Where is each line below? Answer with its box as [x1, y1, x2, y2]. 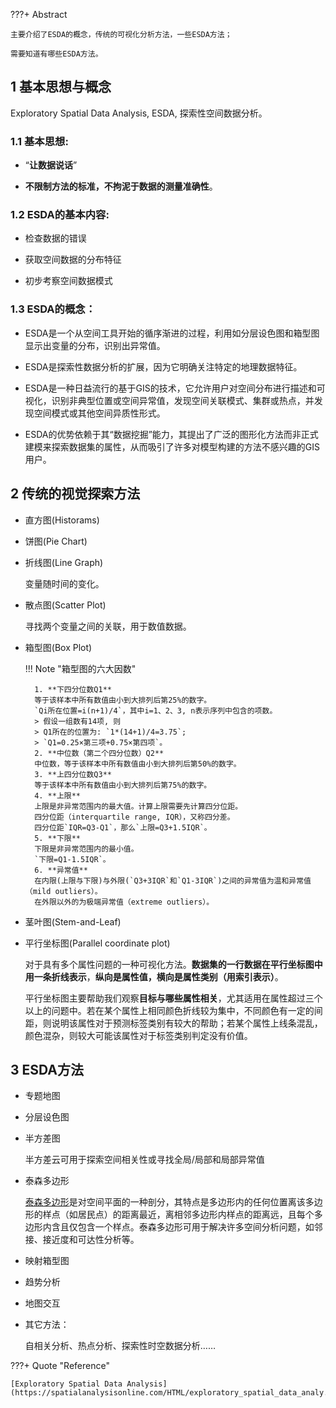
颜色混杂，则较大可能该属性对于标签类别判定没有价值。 [24, 1029, 253, 1041]
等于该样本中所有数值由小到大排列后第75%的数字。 [34, 780, 212, 790]
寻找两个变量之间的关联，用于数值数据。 [24, 620, 192, 632]
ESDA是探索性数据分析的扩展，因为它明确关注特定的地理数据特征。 [24, 360, 303, 373]
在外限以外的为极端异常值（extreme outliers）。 [34, 897, 215, 907]
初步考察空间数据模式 [24, 275, 113, 287]
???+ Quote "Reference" [10, 1360, 110, 1372]
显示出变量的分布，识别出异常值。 [24, 339, 166, 351]
